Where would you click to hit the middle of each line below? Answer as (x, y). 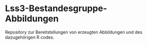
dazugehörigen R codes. (30, 37)
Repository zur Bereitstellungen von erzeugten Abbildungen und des (74, 32)
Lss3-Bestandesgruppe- (56, 8)
